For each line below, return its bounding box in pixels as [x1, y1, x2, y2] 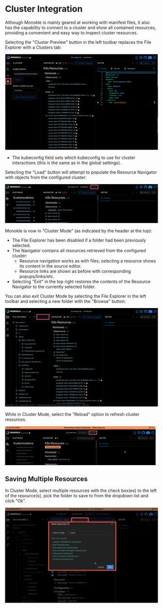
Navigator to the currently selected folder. [12, 284, 96, 290]
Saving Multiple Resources [5, 475, 88, 483]
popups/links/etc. [19, 274, 55, 279]
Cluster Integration [5, 3, 83, 15]
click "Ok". [5, 498, 26, 504]
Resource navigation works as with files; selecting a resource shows [19, 258, 156, 264]
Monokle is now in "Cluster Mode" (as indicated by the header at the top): [5, 228, 152, 234]
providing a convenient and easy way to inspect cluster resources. [5, 30, 138, 35]
